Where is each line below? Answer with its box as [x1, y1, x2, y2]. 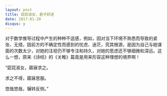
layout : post [5, 7, 32, 12]
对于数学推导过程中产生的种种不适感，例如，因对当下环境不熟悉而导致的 [5, 35, 153, 41]
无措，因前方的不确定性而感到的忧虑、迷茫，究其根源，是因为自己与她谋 [13, 42, 162, 48]
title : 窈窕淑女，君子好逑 [5, 12, 55, 17]
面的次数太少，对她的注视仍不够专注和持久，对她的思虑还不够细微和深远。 [5, 48, 158, 54]
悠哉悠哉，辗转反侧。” [5, 86, 49, 92]
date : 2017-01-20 [5, 16, 41, 21]
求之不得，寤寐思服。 [5, 75, 49, 81]
